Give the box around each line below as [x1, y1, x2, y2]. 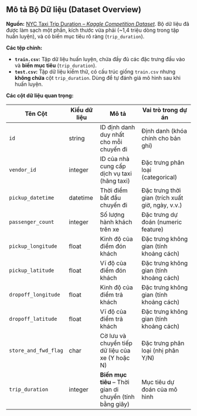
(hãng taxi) [100, 176, 130, 184]
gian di [100, 385, 119, 393]
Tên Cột [25, 109, 48, 118]
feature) [141, 225, 164, 233]
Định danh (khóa [141, 126, 188, 135]
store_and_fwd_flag [9, 347, 63, 354]
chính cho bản [141, 134, 181, 142]
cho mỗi [100, 137, 123, 146]
